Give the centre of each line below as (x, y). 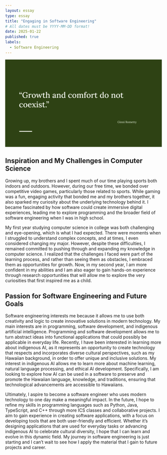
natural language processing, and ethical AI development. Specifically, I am (82, 369)
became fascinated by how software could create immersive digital (74, 207)
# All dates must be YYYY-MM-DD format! (48, 26)
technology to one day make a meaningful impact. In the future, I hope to (80, 400)
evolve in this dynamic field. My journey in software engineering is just (77, 437)
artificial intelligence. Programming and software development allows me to (82, 332)
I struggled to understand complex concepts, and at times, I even (72, 238)
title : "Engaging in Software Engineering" (51, 21)
